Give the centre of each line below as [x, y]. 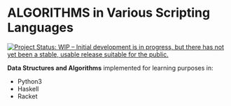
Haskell [28, 89]
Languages [40, 28]
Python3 [29, 81]
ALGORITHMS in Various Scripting [109, 13]
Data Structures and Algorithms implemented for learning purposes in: [110, 68]
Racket [27, 96]
